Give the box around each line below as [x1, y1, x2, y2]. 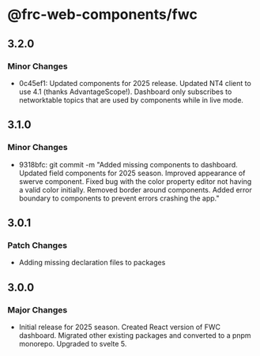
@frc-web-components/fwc [7, 6, 198, 24]
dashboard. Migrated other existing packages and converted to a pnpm [18, 330, 251, 340]
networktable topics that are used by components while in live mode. [18, 95, 244, 104]
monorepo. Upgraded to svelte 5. [18, 339, 127, 348]
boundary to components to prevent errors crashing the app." [18, 193, 220, 203]
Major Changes [7, 304, 68, 315]
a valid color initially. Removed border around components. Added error [18, 185, 252, 194]
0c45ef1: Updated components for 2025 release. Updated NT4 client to [18, 78, 252, 88]
